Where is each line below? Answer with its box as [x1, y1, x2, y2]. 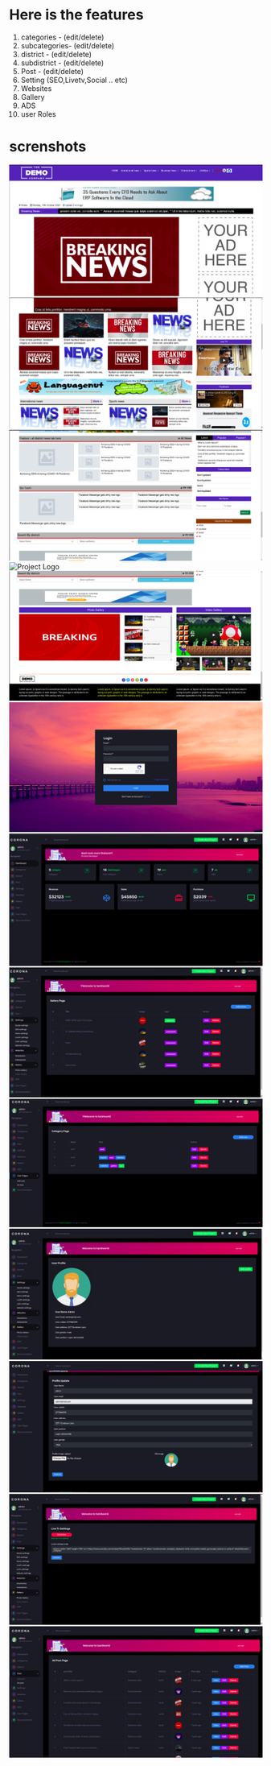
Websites [20, 83, 52, 93]
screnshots [9, 138, 87, 156]
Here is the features [9, 6, 144, 24]
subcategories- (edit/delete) [20, 40, 115, 50]
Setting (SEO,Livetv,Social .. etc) [20, 75, 128, 85]
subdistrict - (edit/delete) [20, 58, 105, 68]
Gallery [20, 92, 45, 101]
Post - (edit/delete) [20, 66, 84, 76]
